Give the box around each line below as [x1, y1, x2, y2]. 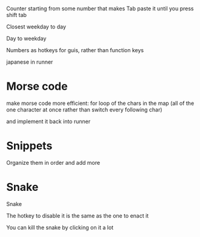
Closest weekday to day [6, 23, 67, 30]
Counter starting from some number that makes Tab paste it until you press [6, 5, 194, 12]
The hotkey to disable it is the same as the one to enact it [6, 212, 149, 219]
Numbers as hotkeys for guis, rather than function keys [6, 47, 144, 54]
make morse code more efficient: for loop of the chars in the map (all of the [6, 99, 195, 107]
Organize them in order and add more [6, 159, 101, 167]
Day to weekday [6, 35, 47, 42]
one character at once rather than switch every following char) [6, 106, 162, 113]
